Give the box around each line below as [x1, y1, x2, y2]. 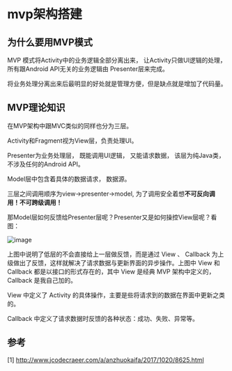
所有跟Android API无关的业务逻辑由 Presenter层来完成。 [7, 65, 169, 73]
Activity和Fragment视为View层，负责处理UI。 [7, 136, 138, 145]
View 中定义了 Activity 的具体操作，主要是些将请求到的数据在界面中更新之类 [7, 290, 225, 299]
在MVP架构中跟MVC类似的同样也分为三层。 [7, 121, 133, 129]
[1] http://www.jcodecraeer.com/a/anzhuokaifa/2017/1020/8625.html [7, 356, 204, 364]
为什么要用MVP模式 [7, 36, 93, 48]
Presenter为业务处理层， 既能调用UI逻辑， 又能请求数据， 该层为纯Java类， [7, 151, 225, 159]
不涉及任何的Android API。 [7, 159, 85, 168]
